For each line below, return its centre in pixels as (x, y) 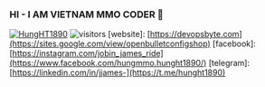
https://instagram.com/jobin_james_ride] (88, 53)
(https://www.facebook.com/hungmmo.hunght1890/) (108, 63)
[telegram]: (229, 63)
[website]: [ (129, 34)
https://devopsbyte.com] (196, 34)
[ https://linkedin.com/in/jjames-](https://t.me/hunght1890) (118, 72)
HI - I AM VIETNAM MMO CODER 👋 (87, 14)
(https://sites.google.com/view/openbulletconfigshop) (110, 43)
